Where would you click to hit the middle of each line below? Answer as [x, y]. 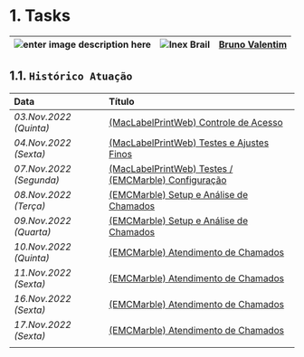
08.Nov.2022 [43, 194]
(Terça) [30, 206]
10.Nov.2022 [43, 247]
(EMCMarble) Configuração [167, 180]
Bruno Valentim [253, 44]
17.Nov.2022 [43, 324]
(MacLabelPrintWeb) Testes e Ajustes [189, 143]
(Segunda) [37, 180]
